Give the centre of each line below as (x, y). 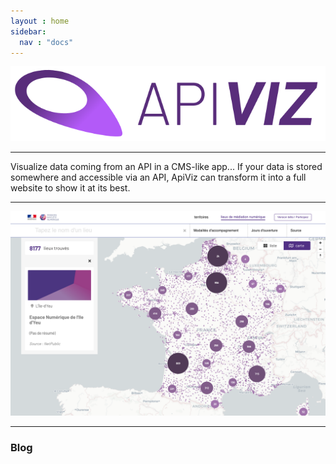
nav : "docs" (46, 42)
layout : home (40, 21)
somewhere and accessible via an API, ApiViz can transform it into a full (158, 177)
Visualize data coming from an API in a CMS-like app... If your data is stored (166, 166)
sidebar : (28, 31)
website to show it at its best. (70, 187)
